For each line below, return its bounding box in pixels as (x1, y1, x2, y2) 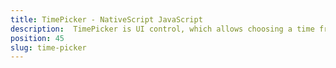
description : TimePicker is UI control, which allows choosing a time (10, 24, 315, 34)
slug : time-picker (10, 42, 87, 53)
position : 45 (10, 33, 65, 43)
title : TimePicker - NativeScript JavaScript (10, 14, 203, 25)
